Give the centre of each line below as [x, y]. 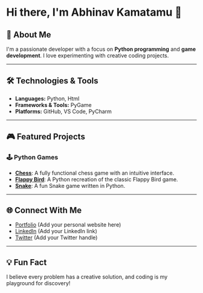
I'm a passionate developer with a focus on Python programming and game [101, 49]
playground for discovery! [38, 283]
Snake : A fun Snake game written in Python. [70, 185]
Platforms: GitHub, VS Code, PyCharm [63, 111]
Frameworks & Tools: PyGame [53, 105]
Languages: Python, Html [47, 98]
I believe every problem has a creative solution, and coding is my [87, 277]
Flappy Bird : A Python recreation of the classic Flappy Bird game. [96, 179]
